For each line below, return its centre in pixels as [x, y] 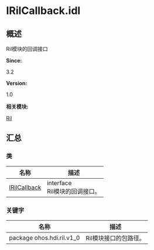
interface [59, 183]
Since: [14, 60]
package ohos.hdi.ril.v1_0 [45, 238]
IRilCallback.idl [43, 11]
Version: [17, 83]
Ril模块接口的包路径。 [115, 238]
